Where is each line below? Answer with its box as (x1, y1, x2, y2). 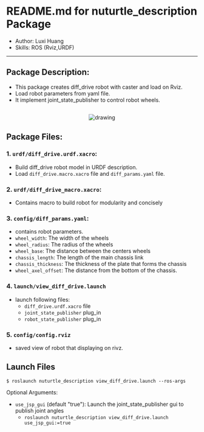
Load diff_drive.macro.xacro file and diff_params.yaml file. (15, 170, 165, 177)
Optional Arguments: (6, 388, 58, 396)
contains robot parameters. (15, 228, 84, 235)
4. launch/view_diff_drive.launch (6, 282, 106, 290)
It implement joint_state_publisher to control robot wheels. (15, 96, 160, 103)
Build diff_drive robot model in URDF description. (15, 163, 138, 171)
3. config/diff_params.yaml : (6, 214, 89, 223)
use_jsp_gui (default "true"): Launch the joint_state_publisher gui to (15, 400, 184, 408)
